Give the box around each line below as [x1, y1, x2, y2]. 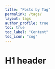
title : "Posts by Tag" [5, 7, 51, 12]
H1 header [5, 55, 46, 66]
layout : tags [5, 16, 31, 21]
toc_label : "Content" [5, 30, 49, 34]
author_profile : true [5, 20, 49, 26]
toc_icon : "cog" [5, 34, 38, 39]
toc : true [5, 25, 25, 30]
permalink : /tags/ [5, 12, 42, 17]
